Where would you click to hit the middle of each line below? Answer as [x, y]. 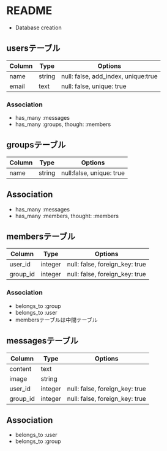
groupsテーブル [36, 145]
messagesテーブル [42, 341]
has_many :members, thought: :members [67, 216]
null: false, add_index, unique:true [109, 76]
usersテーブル [33, 49]
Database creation [39, 28]
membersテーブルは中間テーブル [56, 320]
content [20, 369]
